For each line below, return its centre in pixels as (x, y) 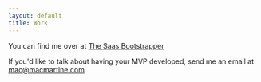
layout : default (35, 16)
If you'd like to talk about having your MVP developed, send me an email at (131, 61)
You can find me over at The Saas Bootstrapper (86, 45)
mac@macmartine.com (47, 69)
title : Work (28, 23)
